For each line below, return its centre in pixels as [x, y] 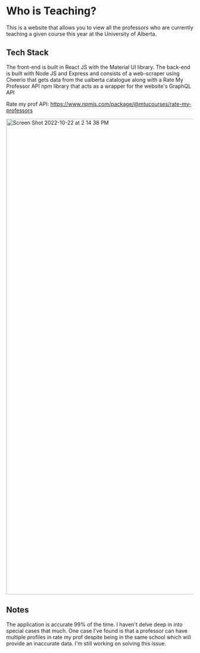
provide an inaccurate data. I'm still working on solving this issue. [86, 643]
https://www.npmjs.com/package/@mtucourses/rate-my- [121, 104]
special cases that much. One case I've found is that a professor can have [97, 630]
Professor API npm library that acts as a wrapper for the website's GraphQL [99, 86]
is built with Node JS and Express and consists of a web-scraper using [93, 73]
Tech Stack [27, 53]
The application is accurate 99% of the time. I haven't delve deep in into [94, 624]
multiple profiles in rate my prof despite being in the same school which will [99, 637]
